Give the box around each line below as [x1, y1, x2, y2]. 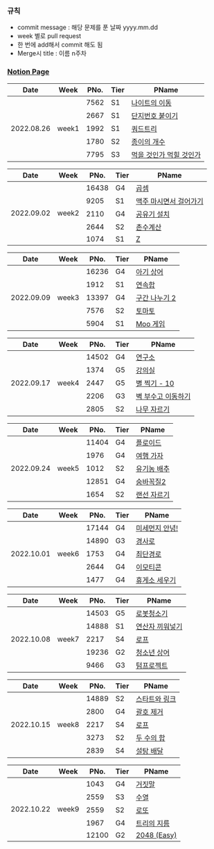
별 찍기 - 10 [136, 378, 175, 388]
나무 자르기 [136, 404, 170, 414]
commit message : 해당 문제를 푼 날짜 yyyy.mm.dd [17, 23, 158, 32]
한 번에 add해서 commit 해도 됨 [17, 40, 103, 49]
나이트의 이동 [131, 98, 172, 108]
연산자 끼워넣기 [136, 621, 183, 631]
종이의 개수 [131, 137, 166, 146]
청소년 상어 [136, 647, 170, 657]
